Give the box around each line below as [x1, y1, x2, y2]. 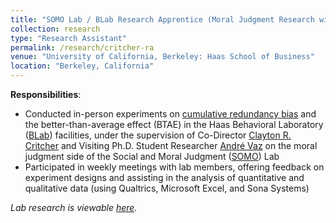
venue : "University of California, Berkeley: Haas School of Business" [10, 52, 315, 62]
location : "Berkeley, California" [10, 61, 155, 71]
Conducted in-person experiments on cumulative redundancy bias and [24, 108, 317, 120]
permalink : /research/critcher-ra [10, 42, 155, 53]
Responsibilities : [10, 89, 82, 100]
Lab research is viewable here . [10, 202, 138, 213]
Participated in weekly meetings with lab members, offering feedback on [24, 161, 325, 173]
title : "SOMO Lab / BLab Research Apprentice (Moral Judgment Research [10, 14, 315, 25]
